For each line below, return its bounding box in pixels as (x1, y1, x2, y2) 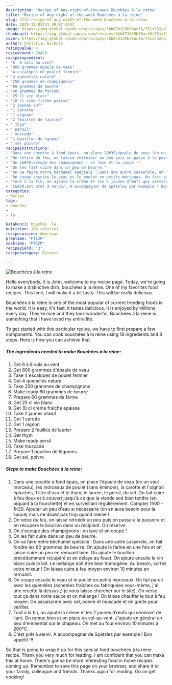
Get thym (13, 432, 33, 438)
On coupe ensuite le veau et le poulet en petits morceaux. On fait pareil (13, 577, 163, 583)
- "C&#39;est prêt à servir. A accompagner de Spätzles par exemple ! (6, 184, 159, 189)
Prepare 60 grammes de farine (13, 394, 78, 400)
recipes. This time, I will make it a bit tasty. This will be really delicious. (6, 290, 154, 296)
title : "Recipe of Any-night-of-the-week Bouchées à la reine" (6, 12, 143, 17)
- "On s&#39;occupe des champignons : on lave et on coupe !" (6, 160, 141, 165)
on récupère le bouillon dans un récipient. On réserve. (13, 522, 127, 529)
